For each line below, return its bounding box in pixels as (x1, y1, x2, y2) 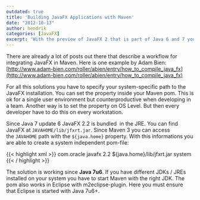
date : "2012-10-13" (6, 20, 55, 26)
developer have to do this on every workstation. (6, 108, 123, 115)
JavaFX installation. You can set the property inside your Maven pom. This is (6, 90, 194, 96)
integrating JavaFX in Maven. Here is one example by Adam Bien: (6, 59, 167, 66)
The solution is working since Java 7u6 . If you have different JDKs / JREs (6, 168, 186, 176)
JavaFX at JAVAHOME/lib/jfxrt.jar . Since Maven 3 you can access (6, 126, 170, 133)
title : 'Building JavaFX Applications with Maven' (6, 14, 135, 20)
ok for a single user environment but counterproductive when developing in (6, 96, 192, 103)
